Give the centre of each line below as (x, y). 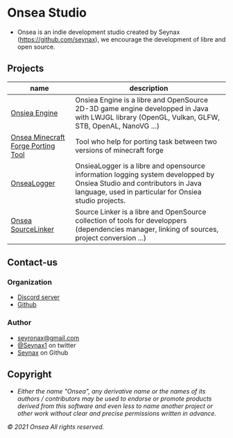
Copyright (29, 374)
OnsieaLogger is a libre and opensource (140, 166)
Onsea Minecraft (38, 137)
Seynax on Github (43, 353)
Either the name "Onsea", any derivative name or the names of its (111, 391)
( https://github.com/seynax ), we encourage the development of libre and (121, 39)
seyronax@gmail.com (48, 337)
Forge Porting (33, 146)
